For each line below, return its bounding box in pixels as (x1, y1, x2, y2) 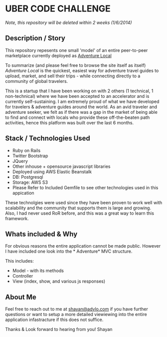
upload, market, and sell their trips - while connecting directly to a (5, 73, 141, 79)
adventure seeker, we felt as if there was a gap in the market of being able (5, 109, 158, 115)
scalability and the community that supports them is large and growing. (5, 205, 151, 211)
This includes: (5, 258, 34, 264)
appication (12, 190, 34, 196)
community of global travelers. (5, 78, 68, 84)
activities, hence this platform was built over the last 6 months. (5, 119, 134, 125)
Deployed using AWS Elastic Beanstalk (12, 168, 92, 175)
